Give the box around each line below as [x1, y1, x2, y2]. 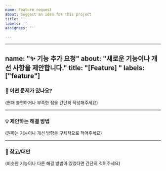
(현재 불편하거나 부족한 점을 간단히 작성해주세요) [5, 100, 98, 106]
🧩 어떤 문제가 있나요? [5, 87, 52, 94]
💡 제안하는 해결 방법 [5, 117, 50, 124]
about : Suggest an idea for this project [5, 12, 92, 17]
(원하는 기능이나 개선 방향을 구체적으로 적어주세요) [5, 130, 102, 136]
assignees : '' [5, 26, 35, 31]
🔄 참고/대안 [5, 148, 31, 155]
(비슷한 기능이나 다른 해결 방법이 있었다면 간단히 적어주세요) [5, 161, 121, 167]
